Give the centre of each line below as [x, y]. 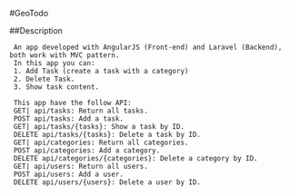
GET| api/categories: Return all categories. [101, 142]
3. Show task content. [56, 87]
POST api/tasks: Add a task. [69, 119]
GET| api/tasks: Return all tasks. [80, 111]
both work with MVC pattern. [65, 55]
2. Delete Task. [44, 79]
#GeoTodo [29, 13]
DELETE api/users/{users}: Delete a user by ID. [107, 182]
